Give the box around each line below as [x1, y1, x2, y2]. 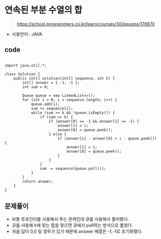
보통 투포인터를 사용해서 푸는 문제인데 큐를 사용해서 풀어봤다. [11, 216, 129, 222]
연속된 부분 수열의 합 [4, 4, 82, 16]
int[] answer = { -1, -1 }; [22, 80, 80, 85]
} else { [48, 132, 67, 136]
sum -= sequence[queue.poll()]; [39, 166, 106, 171]
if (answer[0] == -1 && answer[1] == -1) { [48, 119, 139, 124]
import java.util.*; [4, 63, 47, 68]
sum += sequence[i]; [31, 106, 73, 111]
